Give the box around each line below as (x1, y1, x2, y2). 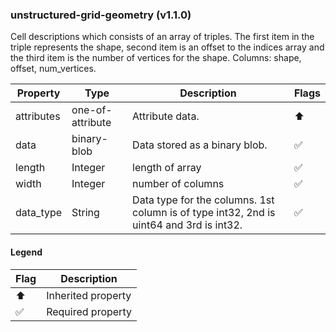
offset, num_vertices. (10, 63, 97, 75)
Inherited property (46, 288, 132, 302)
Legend (10, 246, 43, 258)
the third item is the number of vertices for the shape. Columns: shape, (10, 52, 302, 64)
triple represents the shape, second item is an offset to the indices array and (10, 41, 325, 53)
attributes (15, 109, 61, 123)
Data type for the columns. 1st (132, 193, 275, 207)
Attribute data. (132, 109, 200, 123)
